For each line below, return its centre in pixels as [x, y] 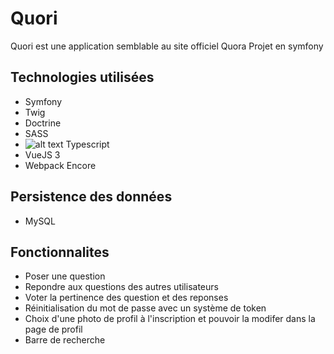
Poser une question [65, 276]
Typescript [87, 144]
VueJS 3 [42, 154]
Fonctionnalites [60, 252]
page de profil [53, 329]
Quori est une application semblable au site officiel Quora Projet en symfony [167, 46]
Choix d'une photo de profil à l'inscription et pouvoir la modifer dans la [170, 319]
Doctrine [43, 123]
